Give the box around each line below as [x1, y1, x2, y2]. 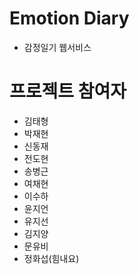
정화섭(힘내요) [23, 252, 80, 264]
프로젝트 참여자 [9, 80, 127, 103]
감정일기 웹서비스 [23, 41, 92, 53]
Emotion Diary [9, 7, 130, 30]
